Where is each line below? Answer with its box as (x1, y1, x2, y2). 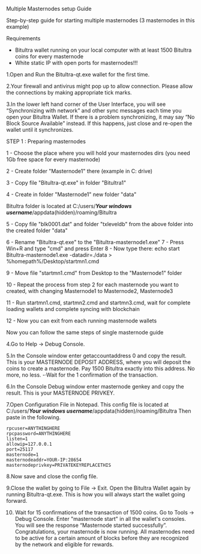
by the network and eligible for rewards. (14, 541, 114, 548)
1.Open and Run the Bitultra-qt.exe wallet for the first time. (6, 71, 150, 78)
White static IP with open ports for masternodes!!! (14, 60, 138, 66)
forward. (6, 497, 28, 504)
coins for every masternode (14, 53, 84, 60)
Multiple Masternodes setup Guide (6, 5, 92, 12)
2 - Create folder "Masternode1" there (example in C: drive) (6, 168, 153, 174)
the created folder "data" (6, 227, 68, 234)
